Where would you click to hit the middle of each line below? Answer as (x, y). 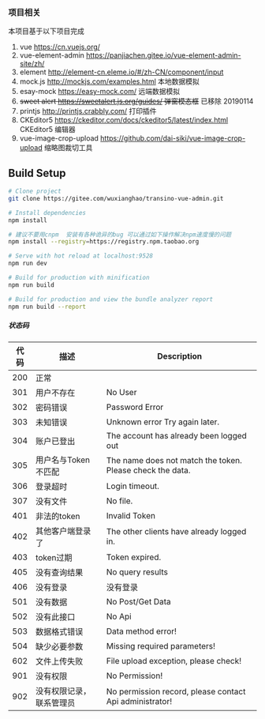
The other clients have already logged (176, 531)
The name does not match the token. (174, 460)
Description (180, 356)
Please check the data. (148, 470)
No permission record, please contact (176, 691)
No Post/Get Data (138, 601)
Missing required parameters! (160, 646)
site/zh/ (32, 64)
